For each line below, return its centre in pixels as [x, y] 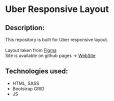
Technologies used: [37, 71]
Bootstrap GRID [28, 88]
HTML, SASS [26, 83]
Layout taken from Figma [31, 50]
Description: [25, 28]
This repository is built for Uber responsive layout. [57, 39]
